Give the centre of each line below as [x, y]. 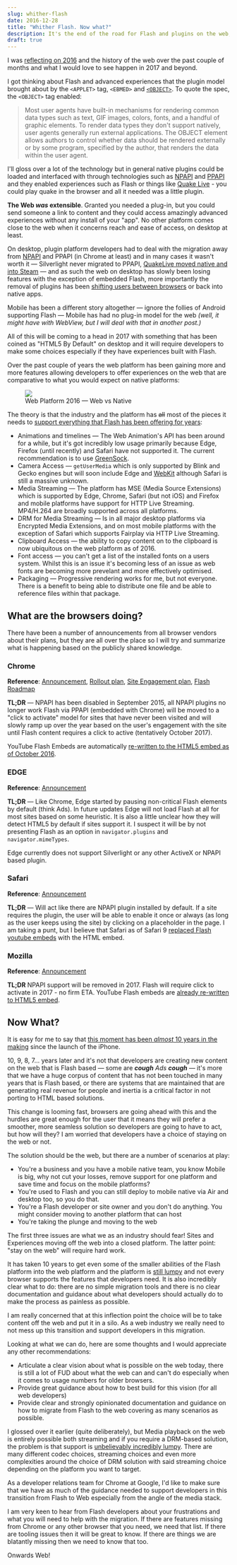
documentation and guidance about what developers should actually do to [115, 1294]
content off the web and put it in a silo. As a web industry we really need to [116, 1323]
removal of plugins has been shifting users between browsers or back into [115, 286]
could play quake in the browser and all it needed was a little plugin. [106, 192]
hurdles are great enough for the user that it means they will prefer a [107, 1119]
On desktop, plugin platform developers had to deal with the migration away [117, 249]
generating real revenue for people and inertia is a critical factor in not [109, 1090]
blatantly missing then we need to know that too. [78, 1541]
